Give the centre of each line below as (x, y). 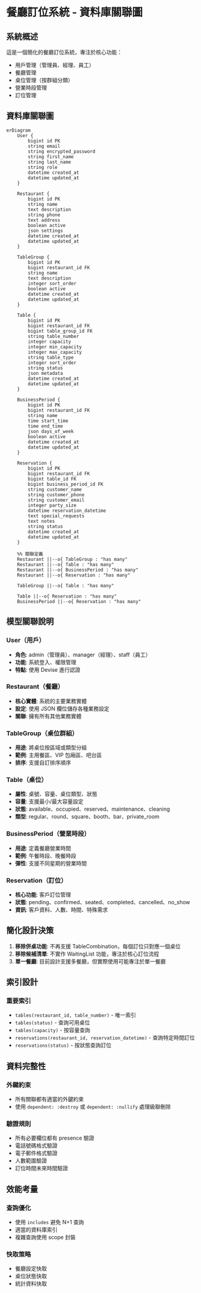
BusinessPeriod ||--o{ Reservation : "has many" (79, 601)
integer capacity (49, 342)
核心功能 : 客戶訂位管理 (43, 895)
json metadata (45, 373)
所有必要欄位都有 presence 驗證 (54, 1138)
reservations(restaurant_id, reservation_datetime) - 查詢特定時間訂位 (105, 1038)
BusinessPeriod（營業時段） (48, 834)
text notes (42, 521)
